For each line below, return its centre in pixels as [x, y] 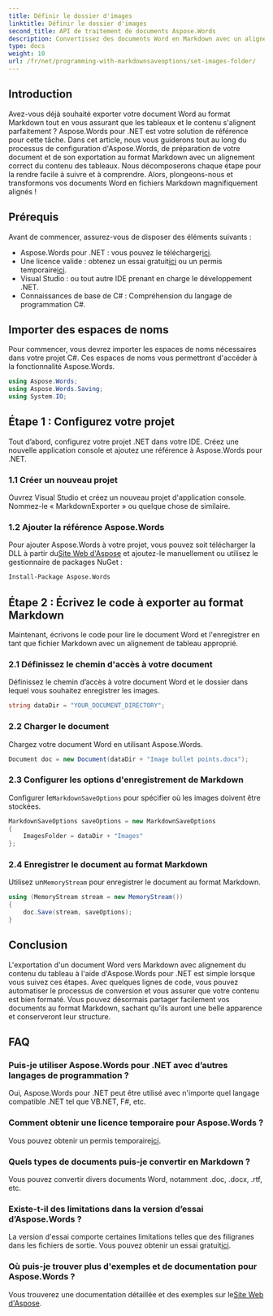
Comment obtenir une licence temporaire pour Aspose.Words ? [136, 1123]
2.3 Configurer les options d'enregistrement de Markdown [126, 780]
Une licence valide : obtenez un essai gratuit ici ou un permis [121, 261]
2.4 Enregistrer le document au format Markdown [108, 865]
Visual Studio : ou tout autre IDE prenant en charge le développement [136, 278]
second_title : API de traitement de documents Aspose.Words [113, 31]
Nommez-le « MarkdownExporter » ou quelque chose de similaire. [119, 506]
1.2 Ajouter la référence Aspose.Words [87, 527]
